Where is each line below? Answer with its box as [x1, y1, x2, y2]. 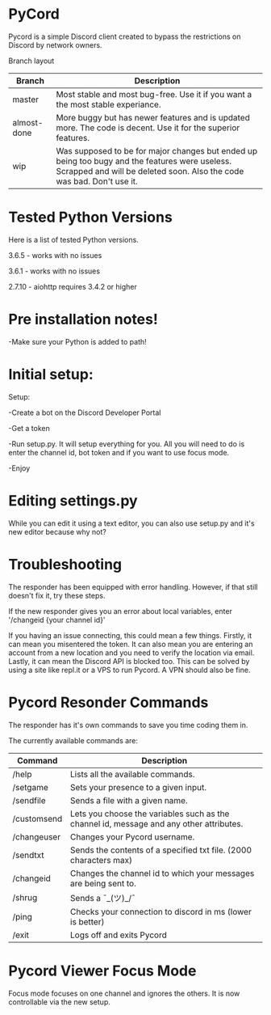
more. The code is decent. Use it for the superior [56, 122, 240, 133]
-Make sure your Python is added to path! [8, 336, 147, 346]
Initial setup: [8, 366, 94, 383]
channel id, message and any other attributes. [69, 818, 244, 829]
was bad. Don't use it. [56, 176, 139, 187]
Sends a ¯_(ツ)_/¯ [69, 892, 135, 903]
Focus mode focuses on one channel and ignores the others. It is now [8, 988, 240, 998]
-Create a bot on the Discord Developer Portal [8, 408, 161, 417]
